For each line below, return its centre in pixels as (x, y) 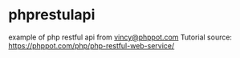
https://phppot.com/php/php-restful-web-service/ (92, 45)
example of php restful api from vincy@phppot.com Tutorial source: (120, 37)
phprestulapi (52, 15)
